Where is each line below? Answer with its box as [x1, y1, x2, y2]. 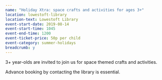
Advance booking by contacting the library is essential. [5, 69, 120, 75]
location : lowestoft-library [5, 12, 67, 17]
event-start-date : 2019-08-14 [5, 21, 70, 27]
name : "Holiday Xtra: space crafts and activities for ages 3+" [5, 7, 144, 13]
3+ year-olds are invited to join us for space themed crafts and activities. [5, 59, 157, 65]
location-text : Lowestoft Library [5, 17, 79, 22]
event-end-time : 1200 [5, 31, 51, 36]
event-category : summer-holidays [5, 41, 76, 46]
